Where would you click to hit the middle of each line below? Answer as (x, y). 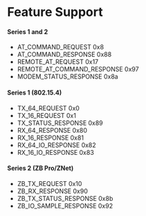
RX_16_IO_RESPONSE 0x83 (56, 152)
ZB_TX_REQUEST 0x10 (49, 183)
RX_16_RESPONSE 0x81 (51, 138)
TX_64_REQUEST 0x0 (48, 108)
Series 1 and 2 (28, 31)
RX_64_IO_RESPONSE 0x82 (57, 145)
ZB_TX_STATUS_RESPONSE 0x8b (65, 198)
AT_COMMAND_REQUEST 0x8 (61, 47)
